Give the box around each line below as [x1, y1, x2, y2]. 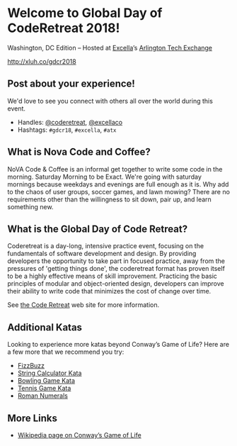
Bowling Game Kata [17, 377, 76, 385]
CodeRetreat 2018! [7, 20, 120, 36]
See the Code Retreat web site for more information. [7, 301, 160, 309]
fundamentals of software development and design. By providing [7, 250, 197, 258]
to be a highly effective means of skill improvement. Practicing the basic [7, 272, 218, 281]
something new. [7, 202, 54, 211]
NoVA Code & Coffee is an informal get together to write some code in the [7, 165, 223, 173]
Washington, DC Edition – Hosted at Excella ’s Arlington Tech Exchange [7, 43, 213, 52]
